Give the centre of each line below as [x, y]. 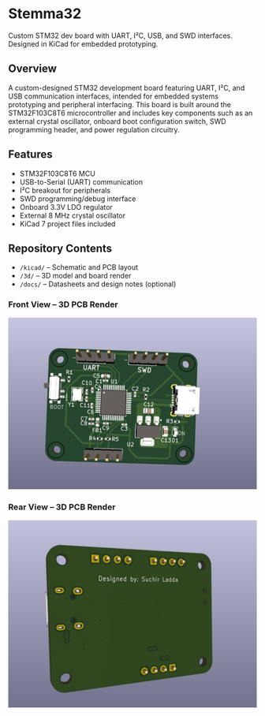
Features [30, 155]
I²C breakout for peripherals [65, 190]
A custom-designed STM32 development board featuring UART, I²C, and [127, 88]
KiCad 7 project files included [67, 224]
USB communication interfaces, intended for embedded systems [114, 96]
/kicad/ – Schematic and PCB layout [79, 267]
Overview [33, 69]
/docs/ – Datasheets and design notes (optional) [98, 284]
